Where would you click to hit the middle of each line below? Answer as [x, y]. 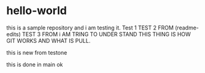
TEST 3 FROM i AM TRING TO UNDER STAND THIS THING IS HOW [107, 34]
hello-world [37, 11]
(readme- [187, 28]
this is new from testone [37, 52]
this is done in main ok [35, 64]
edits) [14, 34]
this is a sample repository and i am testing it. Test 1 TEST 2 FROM [90, 28]
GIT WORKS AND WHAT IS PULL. [48, 40]
